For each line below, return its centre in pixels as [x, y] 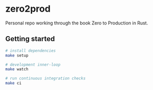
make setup [17, 55]
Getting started [30, 39]
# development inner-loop [33, 65]
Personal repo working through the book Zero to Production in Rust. [77, 23]
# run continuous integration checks [46, 79]
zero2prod [28, 9]
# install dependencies [31, 51]
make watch [17, 69]
